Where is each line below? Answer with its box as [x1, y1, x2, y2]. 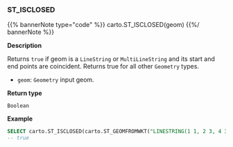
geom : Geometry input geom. [17, 76, 95, 84]
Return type [7, 89, 43, 98]
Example [7, 114, 33, 123]
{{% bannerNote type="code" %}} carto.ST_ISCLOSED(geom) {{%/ [7, 21, 200, 29]
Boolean [7, 103, 30, 110]
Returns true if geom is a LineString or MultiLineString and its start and [7, 55, 215, 63]
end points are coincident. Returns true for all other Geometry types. [7, 62, 200, 71]
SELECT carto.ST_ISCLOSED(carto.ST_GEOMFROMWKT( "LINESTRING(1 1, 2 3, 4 [7, 128, 222, 135]
